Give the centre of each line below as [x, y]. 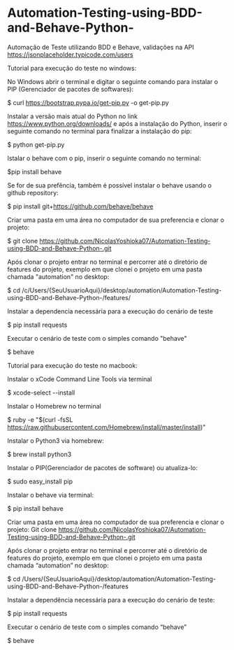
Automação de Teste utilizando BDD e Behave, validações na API [101, 47]
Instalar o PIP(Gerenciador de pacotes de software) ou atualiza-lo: [102, 467]
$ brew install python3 [39, 454]
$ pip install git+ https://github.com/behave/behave [80, 206]
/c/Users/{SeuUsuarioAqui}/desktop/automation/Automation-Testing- [122, 290]
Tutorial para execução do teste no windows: [72, 68]
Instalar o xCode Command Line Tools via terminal [80, 379]
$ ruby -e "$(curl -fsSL [40, 419]
